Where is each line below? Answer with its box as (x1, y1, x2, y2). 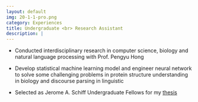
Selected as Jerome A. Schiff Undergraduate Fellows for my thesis (14, 89, 178, 96)
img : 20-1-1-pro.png (6, 14, 58, 20)
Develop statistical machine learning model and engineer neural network (14, 65, 192, 72)
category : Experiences (6, 20, 62, 26)
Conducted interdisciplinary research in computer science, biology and (14, 47, 189, 54)
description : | (6, 31, 44, 37)
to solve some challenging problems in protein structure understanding (14, 71, 189, 78)
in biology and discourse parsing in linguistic (14, 78, 124, 85)
